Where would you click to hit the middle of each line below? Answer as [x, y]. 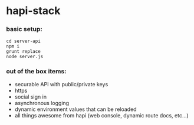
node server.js [25, 57]
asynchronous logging [42, 103]
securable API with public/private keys [61, 84]
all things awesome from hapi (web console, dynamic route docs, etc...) [101, 115]
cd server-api [24, 41]
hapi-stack [33, 11]
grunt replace [24, 52]
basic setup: [24, 29]
